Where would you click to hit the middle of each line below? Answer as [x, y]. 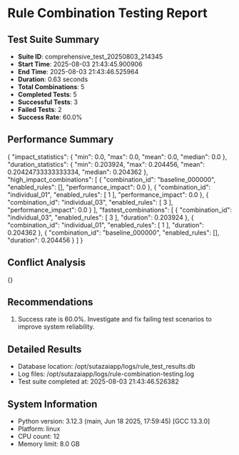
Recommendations [50, 302]
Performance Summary [61, 139]
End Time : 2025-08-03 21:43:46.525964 [78, 72]
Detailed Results [45, 349]
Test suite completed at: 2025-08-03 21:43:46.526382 [98, 382]
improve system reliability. [56, 327]
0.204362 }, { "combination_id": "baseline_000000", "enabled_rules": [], [113, 232]
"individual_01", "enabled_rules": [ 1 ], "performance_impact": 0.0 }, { [108, 195]
